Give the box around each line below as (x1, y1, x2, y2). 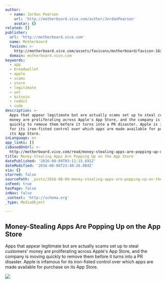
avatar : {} (14, 21, 37, 26)
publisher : (5, 30, 28, 35)
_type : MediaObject (5, 200, 45, 205)
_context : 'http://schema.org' (5, 195, 70, 200)
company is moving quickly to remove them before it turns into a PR (5, 253, 143, 259)
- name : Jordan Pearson (9, 12, 58, 17)
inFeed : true (5, 181, 32, 186)
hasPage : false (5, 186, 37, 191)
